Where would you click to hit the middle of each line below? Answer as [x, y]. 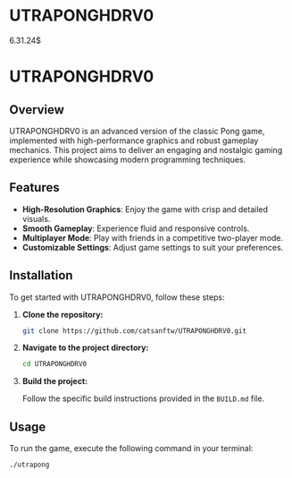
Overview [37, 110]
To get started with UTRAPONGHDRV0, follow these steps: [117, 297]
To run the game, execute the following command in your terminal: [131, 448]
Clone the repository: [63, 314]
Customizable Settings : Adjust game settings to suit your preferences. [153, 247]
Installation [41, 275]
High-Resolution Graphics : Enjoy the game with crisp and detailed [145, 209]
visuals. [36, 218]
